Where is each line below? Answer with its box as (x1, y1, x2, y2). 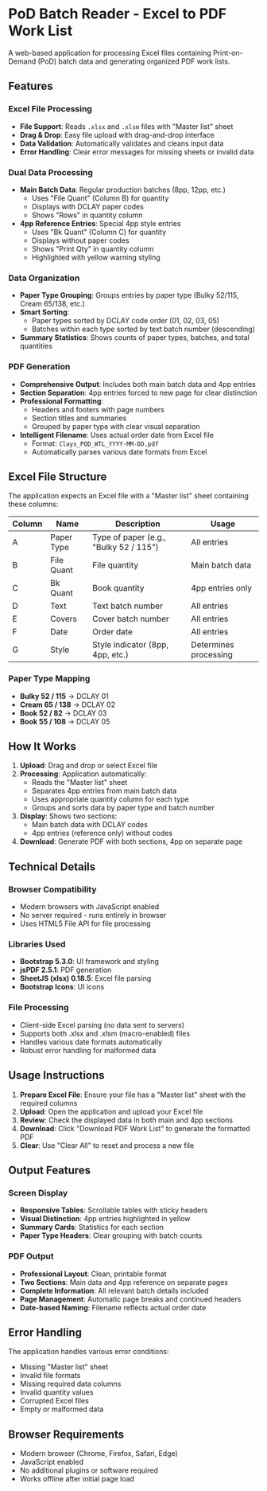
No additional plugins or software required (19, 1466, 159, 1475)
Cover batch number (92, 614, 169, 625)
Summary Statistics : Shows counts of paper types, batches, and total (19, 333, 250, 342)
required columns (19, 1098, 78, 1107)
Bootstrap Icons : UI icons (19, 982, 105, 992)
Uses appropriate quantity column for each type (31, 794, 189, 804)
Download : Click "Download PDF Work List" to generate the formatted (19, 1123, 250, 1133)
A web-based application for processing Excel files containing (8, 48, 212, 57)
